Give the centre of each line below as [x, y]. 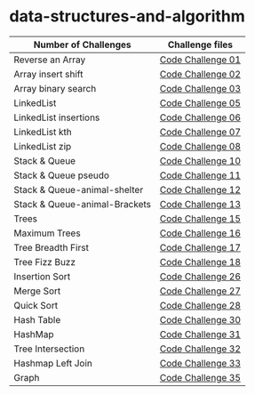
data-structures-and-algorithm [127, 16]
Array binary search [55, 88]
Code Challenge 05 [200, 102]
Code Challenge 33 [200, 363]
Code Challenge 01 [200, 60]
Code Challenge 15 [200, 218]
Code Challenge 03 [200, 88]
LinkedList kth [43, 132]
